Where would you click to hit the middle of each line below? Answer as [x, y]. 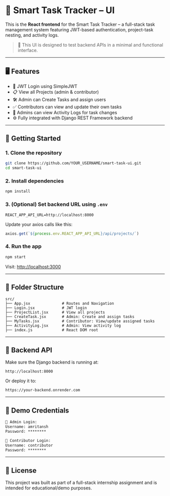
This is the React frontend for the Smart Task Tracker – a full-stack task [80, 24]
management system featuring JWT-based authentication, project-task [79, 29]
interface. [28, 50]
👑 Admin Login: [21, 422]
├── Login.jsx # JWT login [46, 308]
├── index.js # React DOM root [52, 330]
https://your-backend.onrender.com [43, 390]
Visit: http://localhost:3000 [33, 266]
